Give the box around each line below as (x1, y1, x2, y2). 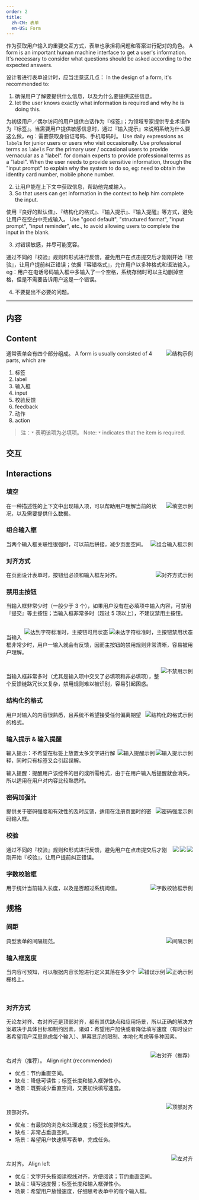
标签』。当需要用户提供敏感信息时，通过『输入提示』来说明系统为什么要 (16, 125, 191, 132)
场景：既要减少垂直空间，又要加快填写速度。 (14, 1084, 124, 1092)
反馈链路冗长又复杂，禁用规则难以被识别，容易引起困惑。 (11, 680, 152, 687)
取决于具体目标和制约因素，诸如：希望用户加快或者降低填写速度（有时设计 (11, 1026, 193, 1033)
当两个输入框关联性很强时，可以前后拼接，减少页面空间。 (6, 541, 146, 548)
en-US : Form (11, 25, 41, 31)
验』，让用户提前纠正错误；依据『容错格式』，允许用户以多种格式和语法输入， (6, 261, 193, 268)
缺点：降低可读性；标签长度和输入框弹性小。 (14, 1077, 124, 1084)
